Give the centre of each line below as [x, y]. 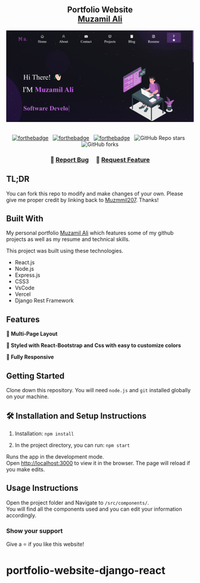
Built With [25, 219]
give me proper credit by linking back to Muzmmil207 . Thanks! [82, 200]
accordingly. [21, 515]
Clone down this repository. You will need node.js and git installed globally [99, 390]
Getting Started [35, 376]
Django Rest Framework [44, 301]
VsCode [24, 288]
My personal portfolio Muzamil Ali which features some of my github [90, 233]
